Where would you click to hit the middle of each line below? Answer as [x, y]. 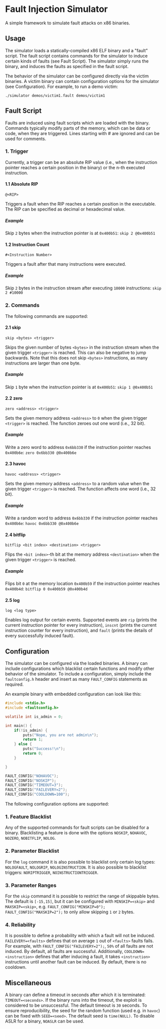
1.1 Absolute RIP [22, 184]
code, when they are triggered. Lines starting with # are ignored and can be [82, 133]
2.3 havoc [16, 464]
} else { [23, 744]
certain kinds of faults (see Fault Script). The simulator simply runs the [77, 61]
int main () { [19, 726]
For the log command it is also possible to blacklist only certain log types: [80, 862]
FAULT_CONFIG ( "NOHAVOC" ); [32, 776]
